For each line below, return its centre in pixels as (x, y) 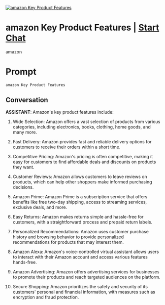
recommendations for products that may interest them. (68, 242)
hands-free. (25, 262)
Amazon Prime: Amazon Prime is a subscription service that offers (80, 196)
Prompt (21, 72)
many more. (25, 132)
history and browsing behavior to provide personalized (68, 237)
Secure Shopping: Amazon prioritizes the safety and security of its (80, 286)
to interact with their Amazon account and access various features (80, 257)
